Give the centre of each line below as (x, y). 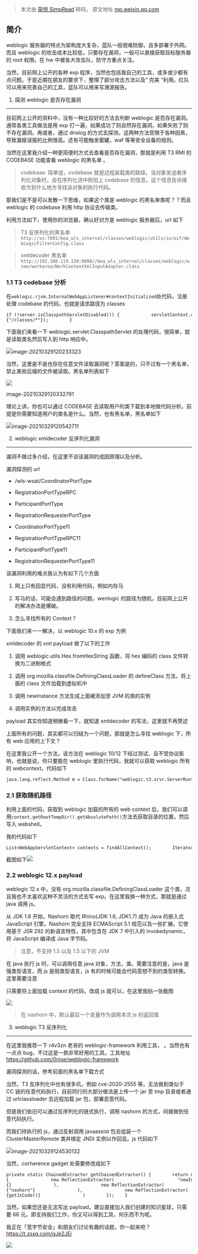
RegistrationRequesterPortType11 (55, 561)
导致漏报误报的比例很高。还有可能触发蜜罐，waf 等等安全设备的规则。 (91, 140)
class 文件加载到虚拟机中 (57, 683)
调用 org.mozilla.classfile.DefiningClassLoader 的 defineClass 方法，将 (100, 676)
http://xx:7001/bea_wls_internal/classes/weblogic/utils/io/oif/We (105, 238)
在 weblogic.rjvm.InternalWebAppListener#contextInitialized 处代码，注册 (97, 296)
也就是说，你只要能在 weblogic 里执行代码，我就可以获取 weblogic (97, 761)
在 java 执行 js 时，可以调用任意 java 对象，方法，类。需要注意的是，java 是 (98, 963)
